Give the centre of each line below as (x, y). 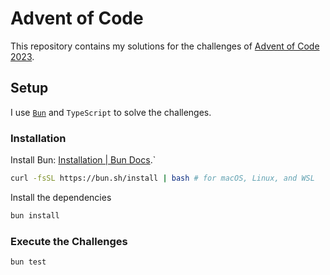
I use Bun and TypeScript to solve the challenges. (111, 112)
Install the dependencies (61, 197)
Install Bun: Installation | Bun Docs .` (83, 160)
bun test (28, 262)
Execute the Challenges (69, 241)
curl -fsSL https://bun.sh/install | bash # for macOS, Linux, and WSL (162, 178)
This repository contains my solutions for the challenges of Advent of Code (165, 46)
